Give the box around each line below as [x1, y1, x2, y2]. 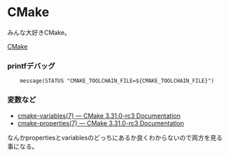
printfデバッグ [7, 61, 56, 71]
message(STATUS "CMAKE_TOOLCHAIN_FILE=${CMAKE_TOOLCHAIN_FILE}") [20, 78, 215, 85]
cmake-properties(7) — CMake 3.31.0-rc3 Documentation [17, 118, 184, 127]
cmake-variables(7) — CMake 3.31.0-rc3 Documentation [17, 111, 181, 120]
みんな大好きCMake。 [7, 28, 71, 36]
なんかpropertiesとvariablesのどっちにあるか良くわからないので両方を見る [7, 133, 223, 142]
